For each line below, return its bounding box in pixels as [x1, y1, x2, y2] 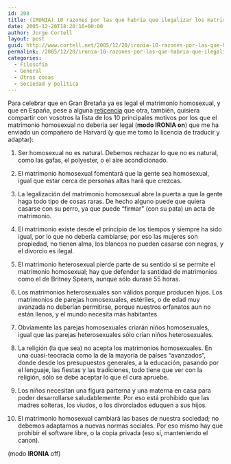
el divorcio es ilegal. [17, 247, 75, 255]
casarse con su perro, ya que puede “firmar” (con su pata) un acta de [17, 205, 215, 213]
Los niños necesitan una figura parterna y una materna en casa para [17, 386, 211, 395]
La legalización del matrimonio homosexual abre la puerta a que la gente [17, 190, 223, 198]
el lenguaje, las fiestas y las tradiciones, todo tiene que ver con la [17, 366, 203, 374]
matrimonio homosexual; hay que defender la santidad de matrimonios [17, 268, 218, 276]
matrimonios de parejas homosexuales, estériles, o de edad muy [17, 296, 201, 304]
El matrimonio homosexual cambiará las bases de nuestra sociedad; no [17, 415, 219, 423]
